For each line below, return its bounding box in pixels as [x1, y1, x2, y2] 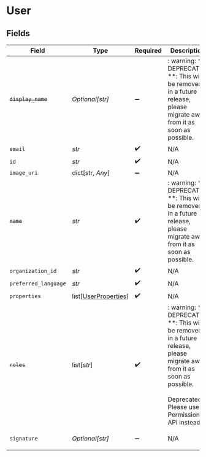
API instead [167, 418, 201, 426]
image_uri [9, 169, 38, 176]
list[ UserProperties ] [72, 292, 129, 301]
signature [9, 435, 38, 442]
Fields [6, 28, 31, 39]
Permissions [167, 410, 204, 419]
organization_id [9, 267, 57, 274]
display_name [9, 96, 48, 102]
